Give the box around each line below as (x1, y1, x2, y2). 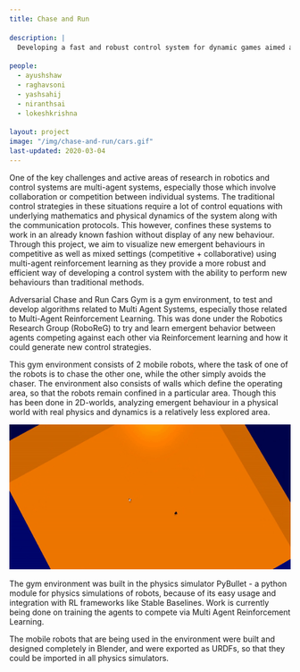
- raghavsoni (17, 81, 66, 89)
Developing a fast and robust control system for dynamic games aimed (17, 43, 286, 52)
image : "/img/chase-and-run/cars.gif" (9, 137, 154, 147)
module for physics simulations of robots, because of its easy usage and (9, 587, 277, 599)
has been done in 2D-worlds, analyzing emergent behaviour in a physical (9, 396, 279, 407)
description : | (9, 33, 66, 42)
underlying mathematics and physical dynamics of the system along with (9, 210, 278, 221)
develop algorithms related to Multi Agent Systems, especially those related (9, 303, 287, 314)
